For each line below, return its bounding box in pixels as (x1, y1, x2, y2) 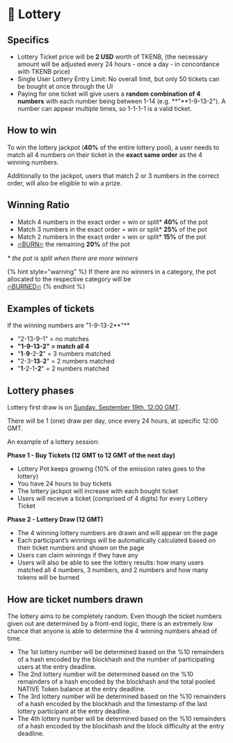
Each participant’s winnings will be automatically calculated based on (17, 536, 216, 545)
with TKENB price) (17, 68, 71, 75)
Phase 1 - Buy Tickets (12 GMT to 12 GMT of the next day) (7, 451, 175, 460)
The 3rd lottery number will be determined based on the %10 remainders (17, 692, 226, 700)
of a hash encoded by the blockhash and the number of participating (17, 655, 215, 663)
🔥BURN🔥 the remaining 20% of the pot (17, 240, 131, 248)
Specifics (7, 34, 49, 46)
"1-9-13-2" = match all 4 (17, 342, 90, 351)
